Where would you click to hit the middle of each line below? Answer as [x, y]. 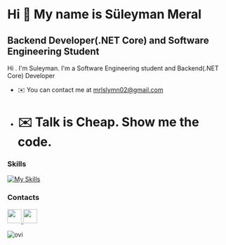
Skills [17, 164]
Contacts [24, 198]
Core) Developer [31, 76]
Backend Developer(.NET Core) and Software [108, 40]
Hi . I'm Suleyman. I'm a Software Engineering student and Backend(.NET [113, 68]
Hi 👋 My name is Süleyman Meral [105, 14]
